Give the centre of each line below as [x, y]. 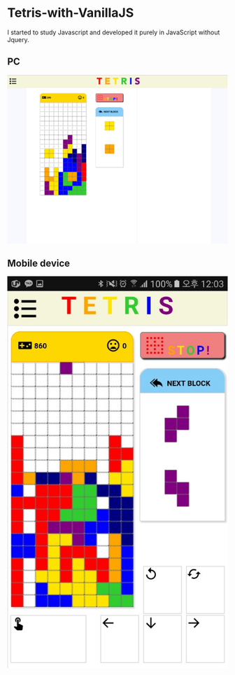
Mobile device [39, 263]
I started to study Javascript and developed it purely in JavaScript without [114, 32]
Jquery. [18, 39]
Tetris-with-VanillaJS [71, 13]
